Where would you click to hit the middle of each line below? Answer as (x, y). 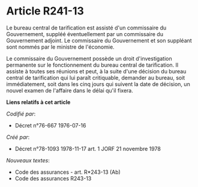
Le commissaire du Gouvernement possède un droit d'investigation (89, 58)
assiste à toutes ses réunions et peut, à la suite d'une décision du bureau (96, 71)
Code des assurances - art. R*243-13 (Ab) (68, 172)
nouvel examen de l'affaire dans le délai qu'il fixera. (70, 90)
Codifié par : (21, 114)
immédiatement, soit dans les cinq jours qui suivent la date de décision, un (98, 84)
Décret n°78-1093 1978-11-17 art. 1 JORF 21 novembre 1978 (88, 149)
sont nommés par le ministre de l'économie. (61, 47)
